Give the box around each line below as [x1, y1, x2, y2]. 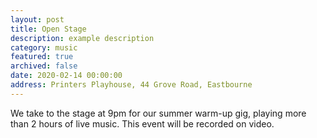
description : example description [10, 33, 155, 43]
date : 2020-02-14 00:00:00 [10, 71, 123, 81]
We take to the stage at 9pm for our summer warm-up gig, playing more [10, 107, 307, 119]
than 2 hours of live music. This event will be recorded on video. [10, 117, 275, 130]
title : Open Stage [10, 24, 87, 34]
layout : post [10, 14, 65, 25]
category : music [10, 42, 78, 53]
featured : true [10, 52, 74, 62]
